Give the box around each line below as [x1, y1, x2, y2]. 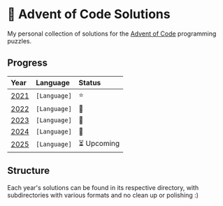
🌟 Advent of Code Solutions [7, 6, 171, 22]
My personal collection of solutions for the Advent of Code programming [7, 29, 217, 38]
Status [78, 78, 101, 87]
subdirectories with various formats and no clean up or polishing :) [7, 191, 199, 199]
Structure [7, 165, 50, 177]
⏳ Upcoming [78, 138, 120, 148]
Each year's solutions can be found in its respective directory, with [7, 183, 199, 191]
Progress [7, 57, 48, 69]
